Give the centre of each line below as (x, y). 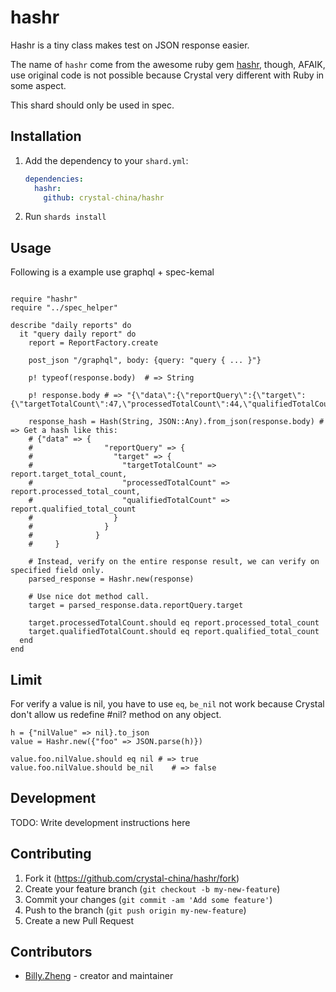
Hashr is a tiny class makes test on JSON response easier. (130, 45)
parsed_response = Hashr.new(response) (111, 579)
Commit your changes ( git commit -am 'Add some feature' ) (148, 899)
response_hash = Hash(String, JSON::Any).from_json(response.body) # (176, 422)
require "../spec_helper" (64, 308)
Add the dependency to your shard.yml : (106, 160)
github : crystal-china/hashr (104, 197)
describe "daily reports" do (71, 326)
